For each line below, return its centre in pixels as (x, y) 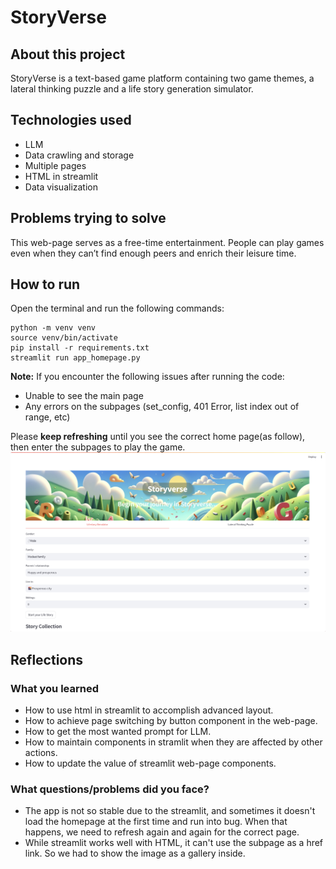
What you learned (55, 688)
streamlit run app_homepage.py (75, 358)
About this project (68, 54)
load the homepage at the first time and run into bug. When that (156, 822)
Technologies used (71, 120)
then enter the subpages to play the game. (98, 447)
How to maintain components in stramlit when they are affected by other (173, 742)
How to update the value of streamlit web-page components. (150, 763)
